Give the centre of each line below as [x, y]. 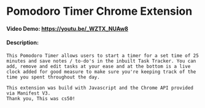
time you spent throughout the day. [53, 77]
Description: [22, 43]
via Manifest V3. [29, 93]
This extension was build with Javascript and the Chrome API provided [100, 88]
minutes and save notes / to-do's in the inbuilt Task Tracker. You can [101, 61]
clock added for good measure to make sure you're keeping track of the [101, 72]
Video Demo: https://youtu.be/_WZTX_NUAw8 [68, 28]
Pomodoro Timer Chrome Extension [99, 11]
